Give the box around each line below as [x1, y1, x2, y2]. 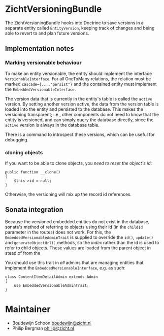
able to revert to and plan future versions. [5, 30, 90, 36]
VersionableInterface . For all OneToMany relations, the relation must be [5, 75, 151, 82]
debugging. [5, 136, 29, 142]
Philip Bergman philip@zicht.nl [12, 325, 74, 331]
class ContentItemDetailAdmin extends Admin [5, 274, 98, 279]
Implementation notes [5, 44, 74, 53]
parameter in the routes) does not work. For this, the [5, 229, 111, 235]
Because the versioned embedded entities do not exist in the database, [5, 218, 150, 225]
